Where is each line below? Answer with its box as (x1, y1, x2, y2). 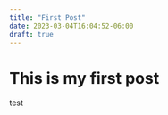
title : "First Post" (9, 12, 87, 22)
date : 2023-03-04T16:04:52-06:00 (9, 21, 134, 30)
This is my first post (9, 68, 160, 88)
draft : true (9, 29, 54, 38)
